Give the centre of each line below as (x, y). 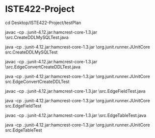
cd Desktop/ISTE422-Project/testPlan (43, 23)
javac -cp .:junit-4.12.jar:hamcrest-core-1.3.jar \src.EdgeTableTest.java (76, 115)
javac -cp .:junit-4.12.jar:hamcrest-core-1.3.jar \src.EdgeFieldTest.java (75, 91)
